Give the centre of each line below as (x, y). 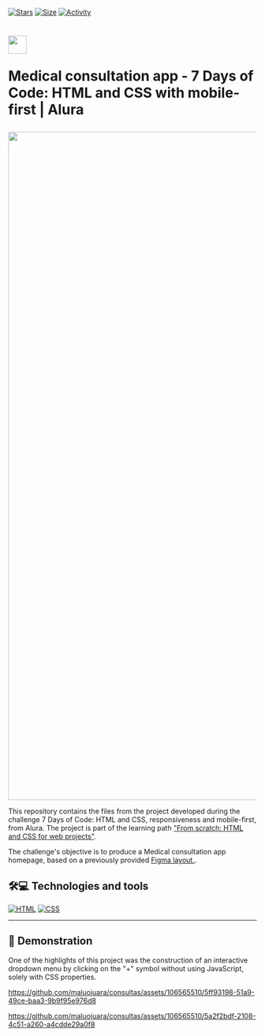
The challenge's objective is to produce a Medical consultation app (117, 852)
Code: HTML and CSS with (97, 93)
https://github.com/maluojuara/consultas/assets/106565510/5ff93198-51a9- (131, 992)
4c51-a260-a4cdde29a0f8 (52, 1024)
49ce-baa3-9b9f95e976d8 (52, 1000)
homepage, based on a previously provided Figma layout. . (103, 860)
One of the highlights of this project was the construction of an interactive (128, 960)
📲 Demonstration (50, 941)
